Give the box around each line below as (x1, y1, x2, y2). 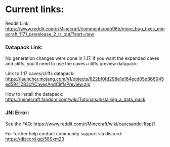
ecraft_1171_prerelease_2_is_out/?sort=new (5, 31, 95, 37)
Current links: (5, 4, 64, 15)
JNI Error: (5, 109, 29, 116)
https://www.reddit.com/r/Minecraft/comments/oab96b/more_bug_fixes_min (5, 25, 165, 31)
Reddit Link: (5, 20, 30, 26)
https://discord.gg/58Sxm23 (5, 136, 65, 142)
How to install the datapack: (5, 91, 64, 97)
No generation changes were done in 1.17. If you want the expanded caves (5, 55, 159, 61)
